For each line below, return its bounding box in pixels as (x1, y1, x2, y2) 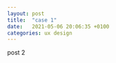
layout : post (7, 10, 45, 17)
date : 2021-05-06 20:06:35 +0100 (7, 23, 110, 30)
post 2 (7, 48, 26, 57)
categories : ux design (7, 29, 72, 37)
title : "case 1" (7, 17, 57, 24)
